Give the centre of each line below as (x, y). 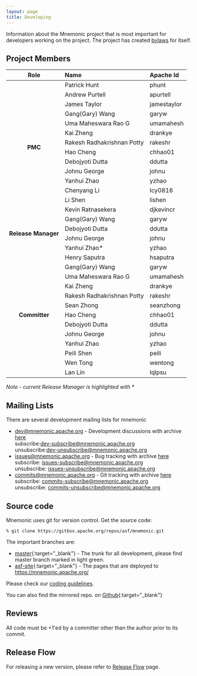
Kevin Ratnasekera (90, 210)
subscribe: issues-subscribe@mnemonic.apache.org (79, 463)
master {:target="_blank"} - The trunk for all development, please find (98, 553)
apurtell (160, 95)
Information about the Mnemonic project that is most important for (86, 34)
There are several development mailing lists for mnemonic (76, 420)
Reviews (22, 614)
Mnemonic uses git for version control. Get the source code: (79, 520)
